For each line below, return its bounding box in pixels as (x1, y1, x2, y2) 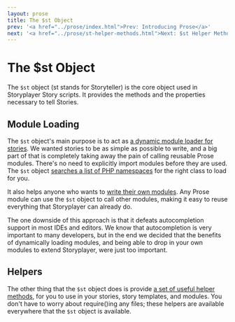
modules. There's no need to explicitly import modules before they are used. (7, 159, 228, 167)
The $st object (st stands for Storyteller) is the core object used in (7, 83, 198, 92)
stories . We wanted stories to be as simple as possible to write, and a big (7, 144, 218, 153)
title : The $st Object (7, 17, 73, 24)
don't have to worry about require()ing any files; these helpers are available (7, 299, 225, 308)
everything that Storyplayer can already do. (7, 202, 133, 211)
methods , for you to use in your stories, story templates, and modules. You (7, 292, 222, 300)
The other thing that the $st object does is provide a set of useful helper (7, 284, 215, 293)
